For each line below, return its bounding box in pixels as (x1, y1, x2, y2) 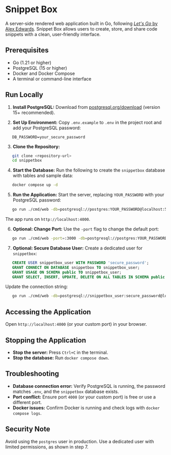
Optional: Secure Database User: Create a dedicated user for (12, 245, 142, 251)
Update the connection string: (5, 283, 68, 290)
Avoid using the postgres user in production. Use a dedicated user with (5, 438, 154, 444)
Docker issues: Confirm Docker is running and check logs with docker (12, 405, 160, 411)
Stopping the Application (5, 336, 87, 345)
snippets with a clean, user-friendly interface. (5, 31, 101, 37)
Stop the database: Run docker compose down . (12, 355, 109, 361)
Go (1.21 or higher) (12, 60, 52, 66)
